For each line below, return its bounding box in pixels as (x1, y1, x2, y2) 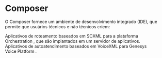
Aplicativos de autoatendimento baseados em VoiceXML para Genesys (5, 43, 147, 49)
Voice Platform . (5, 48, 37, 54)
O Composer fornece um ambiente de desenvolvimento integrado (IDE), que (5, 19, 158, 24)
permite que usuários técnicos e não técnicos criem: (5, 23, 110, 29)
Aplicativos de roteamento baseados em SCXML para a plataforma (5, 33, 138, 39)
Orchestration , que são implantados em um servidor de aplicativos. (5, 38, 141, 44)
